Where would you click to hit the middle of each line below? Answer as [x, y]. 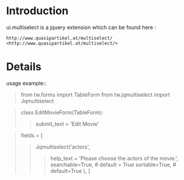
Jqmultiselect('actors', [63, 147]
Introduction [37, 11]
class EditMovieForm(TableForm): [62, 112]
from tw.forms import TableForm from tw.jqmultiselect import [95, 94]
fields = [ [32, 135]
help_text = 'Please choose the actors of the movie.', [114, 158]
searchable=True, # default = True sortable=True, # [113, 165]
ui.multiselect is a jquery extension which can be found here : [81, 27]
